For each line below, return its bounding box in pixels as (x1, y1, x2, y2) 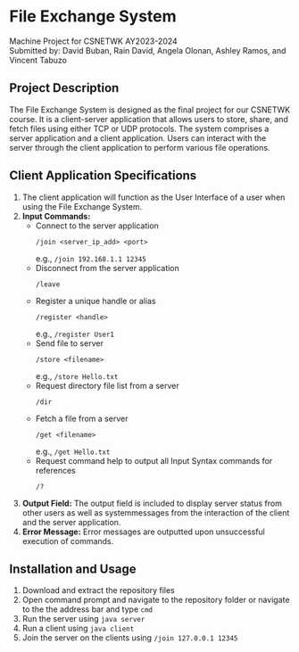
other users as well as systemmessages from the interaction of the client (21, 507, 290, 518)
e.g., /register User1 (35, 328, 114, 339)
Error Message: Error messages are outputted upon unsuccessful (21, 526, 266, 537)
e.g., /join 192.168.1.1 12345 (35, 252, 147, 264)
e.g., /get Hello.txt (35, 446, 111, 457)
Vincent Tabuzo (9, 54, 67, 65)
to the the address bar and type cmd (21, 604, 154, 615)
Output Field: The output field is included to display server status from (21, 498, 283, 508)
